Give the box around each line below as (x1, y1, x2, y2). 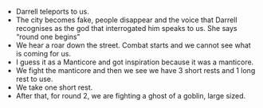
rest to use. (15, 75, 53, 83)
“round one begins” (15, 32, 80, 41)
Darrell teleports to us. (15, 7, 90, 16)
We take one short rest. (15, 83, 93, 92)
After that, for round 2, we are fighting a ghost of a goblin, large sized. (15, 91, 246, 100)
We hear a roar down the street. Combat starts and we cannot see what (15, 40, 251, 50)
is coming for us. (15, 49, 72, 58)
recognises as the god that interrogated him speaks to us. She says (15, 24, 237, 33)
